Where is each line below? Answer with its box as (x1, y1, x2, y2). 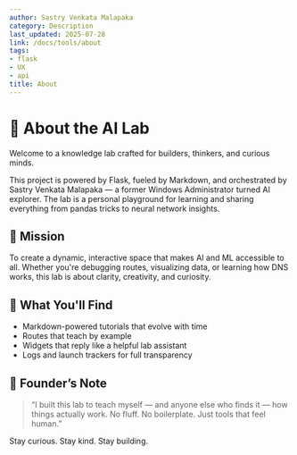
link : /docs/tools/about (9, 38, 102, 47)
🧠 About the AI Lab (9, 118, 150, 139)
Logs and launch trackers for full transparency (21, 350, 194, 360)
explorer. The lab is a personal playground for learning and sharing (9, 193, 254, 204)
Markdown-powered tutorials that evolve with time (21, 321, 208, 332)
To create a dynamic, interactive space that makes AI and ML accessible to (9, 252, 285, 264)
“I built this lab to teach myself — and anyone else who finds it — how (30, 400, 288, 409)
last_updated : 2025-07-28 (9, 29, 105, 38)
